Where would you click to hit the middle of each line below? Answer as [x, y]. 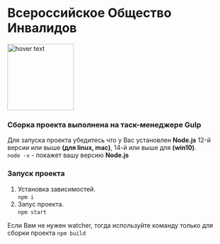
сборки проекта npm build [47, 233]
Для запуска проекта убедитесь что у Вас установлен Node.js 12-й [109, 140]
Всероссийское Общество [89, 13]
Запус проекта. [41, 204]
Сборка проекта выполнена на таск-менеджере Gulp [104, 124]
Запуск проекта [36, 173]
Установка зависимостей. [57, 189]
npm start [32, 212]
